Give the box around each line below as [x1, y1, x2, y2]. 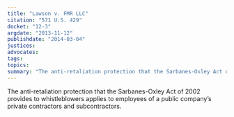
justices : [7, 42, 36, 49]
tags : [7, 55, 23, 62]
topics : [7, 62, 30, 69]
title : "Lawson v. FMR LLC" [7, 10, 89, 17]
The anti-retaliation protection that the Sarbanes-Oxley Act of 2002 [7, 87, 201, 96]
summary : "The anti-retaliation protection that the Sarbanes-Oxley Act [7, 68, 223, 75]
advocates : [7, 49, 39, 56]
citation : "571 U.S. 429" [7, 17, 82, 24]
